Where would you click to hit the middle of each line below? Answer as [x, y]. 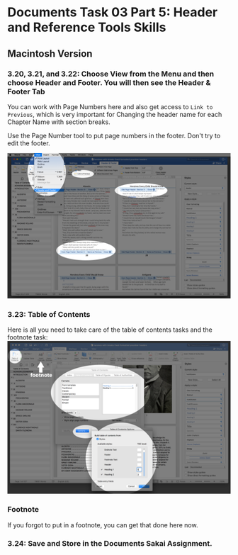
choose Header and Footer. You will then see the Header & [109, 82]
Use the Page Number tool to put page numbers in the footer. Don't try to [114, 135]
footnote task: [28, 337]
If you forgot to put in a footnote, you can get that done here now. [103, 525]
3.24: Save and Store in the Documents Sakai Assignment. [110, 543]
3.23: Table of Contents [49, 314]
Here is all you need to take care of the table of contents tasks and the [110, 330]
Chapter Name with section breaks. [59, 122]
